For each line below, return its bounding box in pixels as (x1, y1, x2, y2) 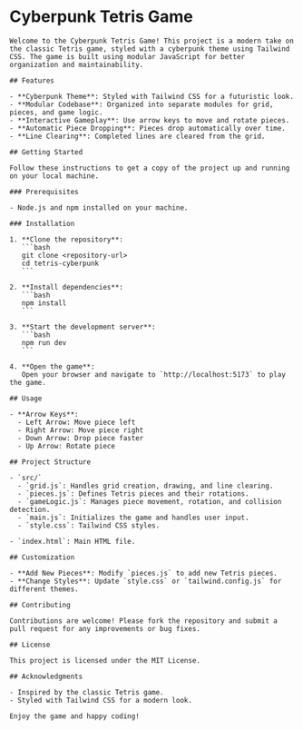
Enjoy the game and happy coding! (9, 711, 141, 721)
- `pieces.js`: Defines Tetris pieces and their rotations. (17, 488, 249, 498)
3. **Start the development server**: (9, 322, 156, 331)
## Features (9, 75, 54, 85)
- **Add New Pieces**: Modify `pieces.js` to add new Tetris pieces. (9, 568, 279, 577)
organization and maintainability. (9, 60, 144, 69)
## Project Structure (9, 457, 92, 467)
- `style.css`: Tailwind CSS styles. (17, 520, 161, 530)
